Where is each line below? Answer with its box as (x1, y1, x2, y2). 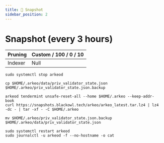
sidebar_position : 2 (5, 12, 48, 17)
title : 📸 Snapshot (5, 7, 43, 12)
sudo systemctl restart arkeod (5, 129, 70, 134)
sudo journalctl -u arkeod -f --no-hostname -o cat (5, 133, 114, 138)
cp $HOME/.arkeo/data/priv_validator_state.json (5, 81, 108, 86)
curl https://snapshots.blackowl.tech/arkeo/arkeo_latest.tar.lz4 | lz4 (5, 103, 159, 108)
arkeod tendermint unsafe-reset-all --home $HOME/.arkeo (5, 94, 126, 99)
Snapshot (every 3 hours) (5, 33, 113, 45)
